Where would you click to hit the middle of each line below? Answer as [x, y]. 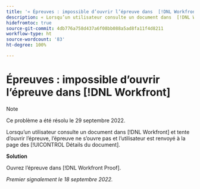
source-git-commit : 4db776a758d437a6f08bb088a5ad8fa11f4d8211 [85, 28]
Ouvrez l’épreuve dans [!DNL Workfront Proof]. [64, 168]
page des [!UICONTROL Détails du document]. [63, 144]
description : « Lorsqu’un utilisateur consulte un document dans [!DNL [98, 17]
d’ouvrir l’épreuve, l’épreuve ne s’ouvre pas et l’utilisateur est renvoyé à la [96, 138]
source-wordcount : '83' [36, 39]
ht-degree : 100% [26, 45]
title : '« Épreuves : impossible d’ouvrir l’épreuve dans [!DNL [89, 12]
